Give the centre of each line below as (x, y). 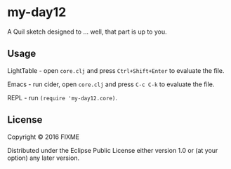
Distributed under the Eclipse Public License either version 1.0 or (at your (113, 150)
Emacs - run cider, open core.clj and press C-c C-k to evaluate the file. (111, 84)
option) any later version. (43, 158)
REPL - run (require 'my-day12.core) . (62, 97)
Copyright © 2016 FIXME (44, 137)
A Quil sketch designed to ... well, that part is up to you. (87, 32)
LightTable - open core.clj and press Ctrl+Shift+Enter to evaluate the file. (116, 70)
